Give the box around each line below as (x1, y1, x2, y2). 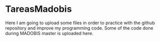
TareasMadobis (5, 3, 72, 15)
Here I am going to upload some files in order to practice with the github (5, 20, 155, 26)
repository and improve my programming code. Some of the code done (5, 25, 153, 31)
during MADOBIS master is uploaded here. (5, 30, 93, 36)
